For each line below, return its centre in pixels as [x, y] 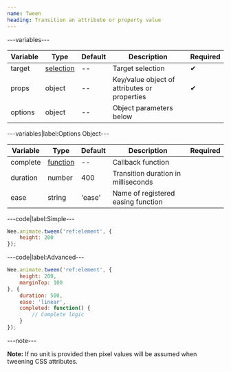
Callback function [141, 162]
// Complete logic [58, 315]
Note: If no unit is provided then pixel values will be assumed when [102, 354]
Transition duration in [146, 173]
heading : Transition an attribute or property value [84, 20]
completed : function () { [55, 308]
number [60, 178]
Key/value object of [144, 79]
